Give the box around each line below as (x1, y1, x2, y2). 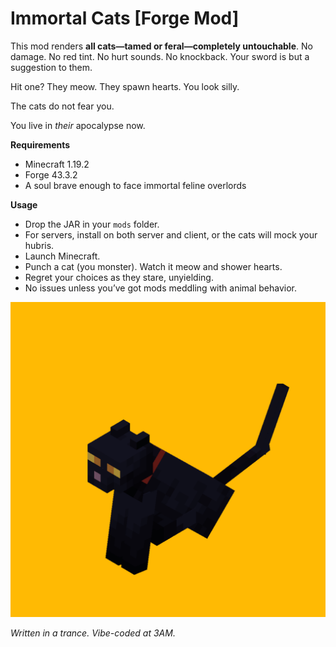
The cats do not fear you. (10, 100, 115, 112)
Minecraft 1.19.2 (24, 158, 90, 170)
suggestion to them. (10, 61, 93, 73)
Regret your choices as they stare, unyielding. (24, 271, 214, 283)
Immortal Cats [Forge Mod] (10, 7, 240, 30)
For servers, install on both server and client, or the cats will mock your (24, 228, 318, 241)
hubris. (24, 239, 55, 251)
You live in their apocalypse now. (10, 119, 146, 131)
